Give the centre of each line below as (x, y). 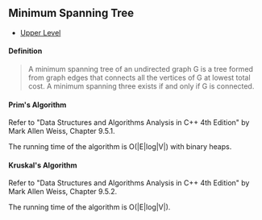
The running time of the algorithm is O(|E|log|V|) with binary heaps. (120, 147)
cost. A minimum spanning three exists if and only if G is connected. (141, 86)
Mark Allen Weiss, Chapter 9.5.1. (62, 131)
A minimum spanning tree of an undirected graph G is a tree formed (141, 69)
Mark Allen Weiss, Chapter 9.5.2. (63, 192)
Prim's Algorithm (37, 105)
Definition (25, 51)
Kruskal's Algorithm (43, 165)
